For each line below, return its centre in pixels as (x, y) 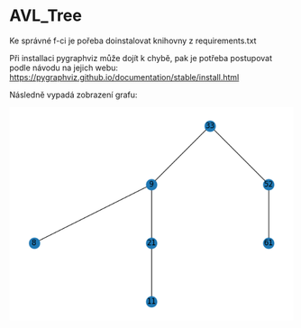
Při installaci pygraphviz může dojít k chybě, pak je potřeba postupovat (141, 58)
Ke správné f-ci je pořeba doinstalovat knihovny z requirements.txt (133, 41)
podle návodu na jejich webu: (64, 68)
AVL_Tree (46, 16)
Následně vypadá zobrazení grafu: (73, 95)
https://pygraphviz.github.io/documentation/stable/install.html (124, 77)
